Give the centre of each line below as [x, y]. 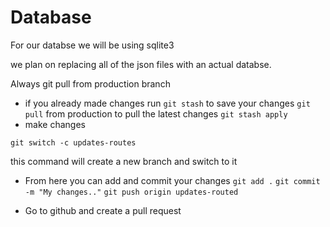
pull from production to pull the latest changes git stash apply [156, 113]
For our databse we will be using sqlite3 [92, 45]
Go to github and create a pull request [103, 210]
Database [51, 17]
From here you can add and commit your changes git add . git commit [172, 180]
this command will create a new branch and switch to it [124, 161]
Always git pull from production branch [90, 83]
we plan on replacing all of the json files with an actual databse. [141, 64]
